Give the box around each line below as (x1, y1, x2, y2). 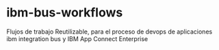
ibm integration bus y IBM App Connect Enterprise (6, 34, 149, 42)
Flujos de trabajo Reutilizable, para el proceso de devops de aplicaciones (6, 27, 213, 36)
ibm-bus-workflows (6, 5, 123, 21)
